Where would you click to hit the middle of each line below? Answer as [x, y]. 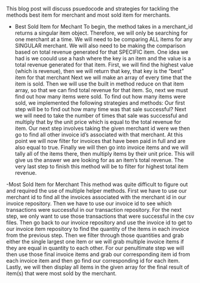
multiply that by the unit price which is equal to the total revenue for [98, 122]
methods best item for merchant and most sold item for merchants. [89, 15]
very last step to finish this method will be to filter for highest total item [101, 166]
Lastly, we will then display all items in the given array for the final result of [98, 267]
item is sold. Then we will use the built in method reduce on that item [99, 84]
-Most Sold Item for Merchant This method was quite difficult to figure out [97, 184]
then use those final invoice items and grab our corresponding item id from [98, 254]
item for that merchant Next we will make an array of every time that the [103, 77]
